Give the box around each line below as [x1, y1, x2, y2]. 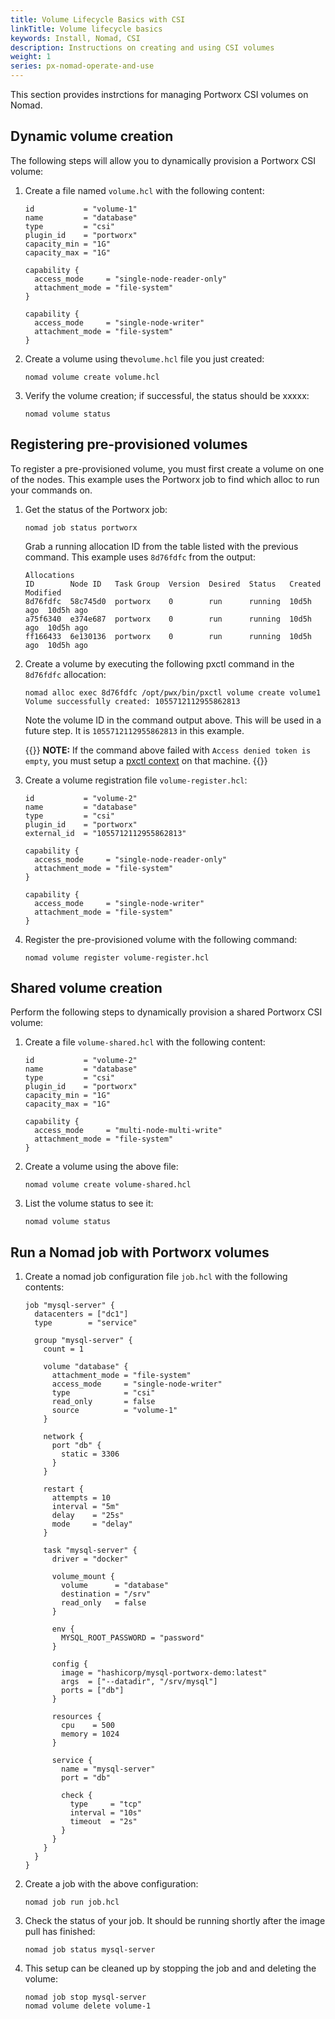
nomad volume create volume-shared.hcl [24, 1180, 192, 1190]
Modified [24, 587, 62, 598]
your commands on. [10, 484, 93, 496]
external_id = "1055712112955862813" [24, 828, 187, 838]
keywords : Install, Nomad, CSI [10, 33, 141, 43]
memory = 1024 [61, 1729, 120, 1740]
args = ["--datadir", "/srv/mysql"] [61, 1677, 218, 1687]
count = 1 [43, 1344, 84, 1355]
